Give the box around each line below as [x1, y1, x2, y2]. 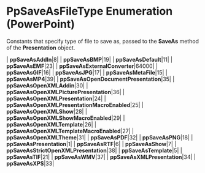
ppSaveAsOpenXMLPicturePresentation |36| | [6, 88, 125, 95]
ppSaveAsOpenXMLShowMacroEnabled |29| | [6, 114, 125, 122]
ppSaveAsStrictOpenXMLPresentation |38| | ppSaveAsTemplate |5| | [6, 147, 182, 154]
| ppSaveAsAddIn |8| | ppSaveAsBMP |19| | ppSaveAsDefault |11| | [6, 56, 173, 63]
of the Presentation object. [6, 44, 75, 51]
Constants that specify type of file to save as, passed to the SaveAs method [6, 37, 199, 45]
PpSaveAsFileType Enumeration [6, 4, 173, 18]
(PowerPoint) [6, 17, 75, 31]
